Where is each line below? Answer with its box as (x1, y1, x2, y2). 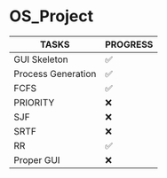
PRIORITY (13, 96, 55, 108)
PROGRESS (105, 38, 154, 50)
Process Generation (13, 67, 97, 80)
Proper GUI (13, 153, 60, 166)
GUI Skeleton (13, 53, 68, 66)
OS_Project (9, 6, 94, 27)
